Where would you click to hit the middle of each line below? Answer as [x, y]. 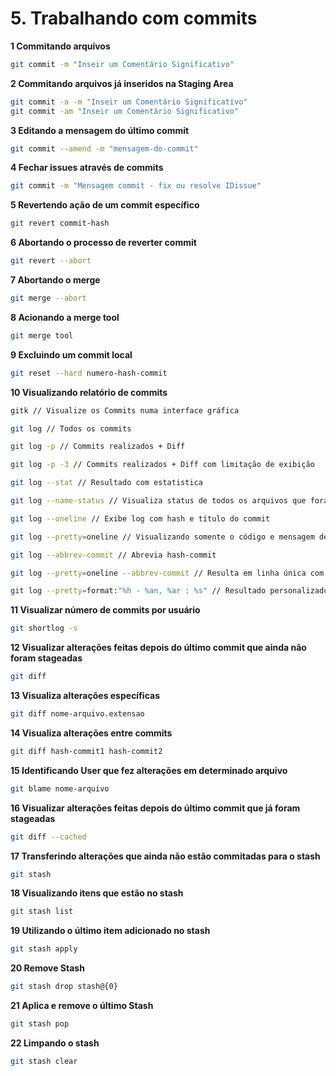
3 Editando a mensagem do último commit [100, 130]
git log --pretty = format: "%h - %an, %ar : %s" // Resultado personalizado [169, 591]
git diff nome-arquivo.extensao [77, 714]
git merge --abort [48, 298]
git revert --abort [51, 261]
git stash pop [40, 1024]
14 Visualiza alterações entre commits [91, 733]
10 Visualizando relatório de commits [89, 392]
